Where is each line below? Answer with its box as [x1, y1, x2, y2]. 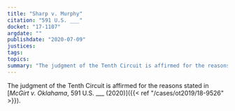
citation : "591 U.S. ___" [7, 17, 83, 24]
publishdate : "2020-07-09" [7, 36, 86, 43]
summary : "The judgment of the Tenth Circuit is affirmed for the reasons [7, 62, 230, 69]
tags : [7, 50, 23, 57]
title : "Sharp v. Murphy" [7, 10, 83, 17]
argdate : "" [7, 29, 42, 37]
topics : [7, 56, 30, 63]
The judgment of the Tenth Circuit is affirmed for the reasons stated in [7, 81, 209, 89]
